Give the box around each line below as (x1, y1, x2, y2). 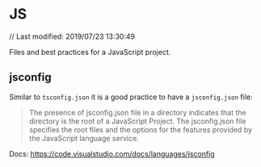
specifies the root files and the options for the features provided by (28, 124, 253, 134)
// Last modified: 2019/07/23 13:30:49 (9, 31, 136, 41)
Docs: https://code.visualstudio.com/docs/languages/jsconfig (9, 148, 215, 158)
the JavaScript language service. (28, 133, 140, 143)
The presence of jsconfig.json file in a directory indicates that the (28, 107, 247, 117)
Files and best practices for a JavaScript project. (9, 47, 171, 56)
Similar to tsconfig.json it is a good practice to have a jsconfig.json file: (9, 92, 253, 102)
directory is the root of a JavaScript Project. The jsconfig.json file (28, 116, 246, 126)
